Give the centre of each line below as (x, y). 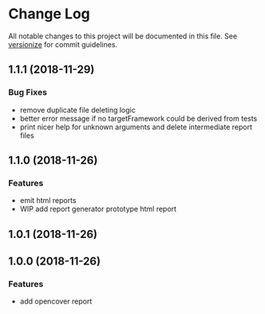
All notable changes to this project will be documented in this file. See (123, 36)
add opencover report (56, 301)
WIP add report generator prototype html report (98, 209)
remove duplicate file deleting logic (77, 109)
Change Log (49, 14)
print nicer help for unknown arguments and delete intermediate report (136, 127)
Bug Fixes (28, 93)
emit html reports (48, 201)
